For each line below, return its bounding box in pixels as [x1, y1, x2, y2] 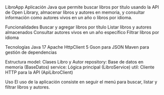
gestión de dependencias [5, 49, 57, 55]
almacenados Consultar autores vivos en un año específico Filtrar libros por [5, 30, 160, 35]
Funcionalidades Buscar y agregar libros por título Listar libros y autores [5, 24, 152, 30]
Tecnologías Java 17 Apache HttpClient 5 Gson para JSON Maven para [5, 44, 149, 50]
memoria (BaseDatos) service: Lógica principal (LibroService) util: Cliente [5, 64, 155, 70]
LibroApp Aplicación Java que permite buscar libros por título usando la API [5, 4, 159, 10]
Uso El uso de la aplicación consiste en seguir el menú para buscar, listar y [5, 79, 158, 85]
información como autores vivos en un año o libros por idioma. [5, 15, 132, 20]
